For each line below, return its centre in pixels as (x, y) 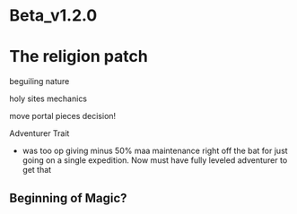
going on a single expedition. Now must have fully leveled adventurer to (155, 160)
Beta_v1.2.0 (53, 16)
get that (37, 170)
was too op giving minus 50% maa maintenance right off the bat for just (155, 151)
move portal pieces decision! (63, 116)
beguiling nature (39, 81)
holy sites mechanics (48, 98)
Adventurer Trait (39, 133)
